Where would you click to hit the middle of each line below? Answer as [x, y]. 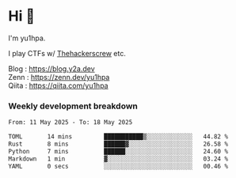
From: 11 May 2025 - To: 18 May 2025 [70, 123]
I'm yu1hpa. [27, 38]
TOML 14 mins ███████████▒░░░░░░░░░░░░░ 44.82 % [118, 137]
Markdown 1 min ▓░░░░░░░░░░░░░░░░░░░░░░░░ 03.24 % [118, 159]
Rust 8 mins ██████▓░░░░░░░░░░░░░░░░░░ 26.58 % [118, 144]
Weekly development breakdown [73, 106]
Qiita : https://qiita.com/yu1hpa [58, 85]
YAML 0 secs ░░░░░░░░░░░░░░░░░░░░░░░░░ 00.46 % [118, 166]
